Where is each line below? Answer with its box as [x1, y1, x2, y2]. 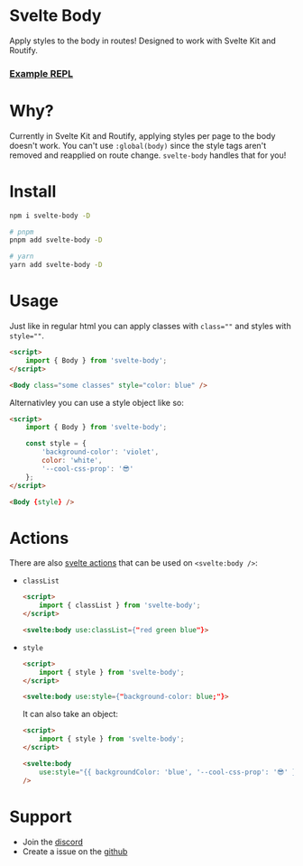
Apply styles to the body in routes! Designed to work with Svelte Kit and [9, 35, 277, 46]
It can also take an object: [22, 709, 119, 720]
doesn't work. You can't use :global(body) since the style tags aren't [9, 140, 267, 151]
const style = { [25, 439, 87, 448]
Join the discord [22, 836, 84, 847]
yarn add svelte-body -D [9, 261, 103, 270]
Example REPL [9, 67, 74, 79]
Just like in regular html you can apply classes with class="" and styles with [9, 321, 291, 332]
